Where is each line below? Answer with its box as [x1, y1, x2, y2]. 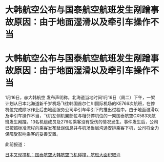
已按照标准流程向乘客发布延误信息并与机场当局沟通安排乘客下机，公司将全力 [5, 125, 159, 131]
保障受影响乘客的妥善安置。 [5, 131, 61, 137]
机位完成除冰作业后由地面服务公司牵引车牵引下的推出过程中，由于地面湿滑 [5, 107, 155, 113]
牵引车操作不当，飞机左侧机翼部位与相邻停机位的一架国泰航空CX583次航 [9, 113, 156, 119]
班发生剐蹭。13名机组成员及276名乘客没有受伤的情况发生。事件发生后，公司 [5, 119, 159, 125]
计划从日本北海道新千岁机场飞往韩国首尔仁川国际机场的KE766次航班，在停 [5, 101, 155, 106]
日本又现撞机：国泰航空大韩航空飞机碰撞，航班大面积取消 [5, 152, 121, 158]
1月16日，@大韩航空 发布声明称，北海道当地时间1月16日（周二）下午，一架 [5, 95, 155, 101]
